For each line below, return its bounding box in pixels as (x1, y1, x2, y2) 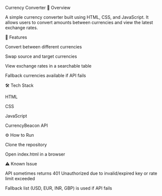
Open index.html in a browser (5, 151, 65, 157)
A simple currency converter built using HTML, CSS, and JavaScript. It (5, 14, 149, 20)
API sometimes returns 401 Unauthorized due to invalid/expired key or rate (5, 170, 158, 176)
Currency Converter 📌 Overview (5, 5, 71, 10)
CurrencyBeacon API (5, 122, 48, 128)
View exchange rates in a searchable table (5, 63, 92, 69)
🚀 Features (5, 35, 27, 40)
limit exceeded (5, 176, 35, 181)
